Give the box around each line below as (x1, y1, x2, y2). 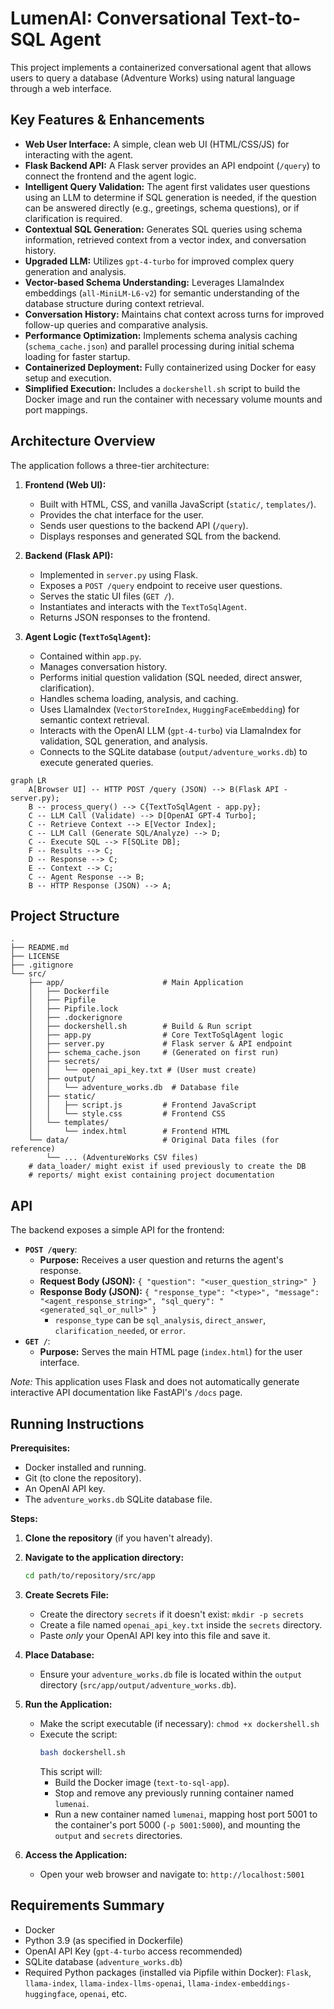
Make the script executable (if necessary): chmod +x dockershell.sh (39, 1717, 320, 1729)
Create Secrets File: (24, 1588, 110, 1601)
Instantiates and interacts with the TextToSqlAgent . (39, 600, 248, 612)
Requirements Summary (10, 1897, 165, 1914)
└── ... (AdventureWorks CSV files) (46, 1153, 199, 1163)
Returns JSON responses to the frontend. (39, 611, 211, 623)
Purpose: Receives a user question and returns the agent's (39, 1254, 284, 1266)
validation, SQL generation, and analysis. (39, 735, 208, 747)
